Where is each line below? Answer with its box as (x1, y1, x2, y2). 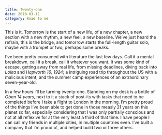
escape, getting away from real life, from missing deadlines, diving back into (5, 64, 157, 70)
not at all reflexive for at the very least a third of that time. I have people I (5, 114, 150, 121)
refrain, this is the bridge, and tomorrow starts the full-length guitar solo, (5, 40, 149, 45)
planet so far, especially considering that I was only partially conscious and (5, 109, 155, 115)
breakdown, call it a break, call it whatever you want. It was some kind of (5, 59, 150, 65)
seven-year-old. (5, 80, 37, 85)
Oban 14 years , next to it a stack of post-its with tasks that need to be (5, 94, 144, 100)
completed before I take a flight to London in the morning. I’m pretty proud (5, 99, 153, 105)
